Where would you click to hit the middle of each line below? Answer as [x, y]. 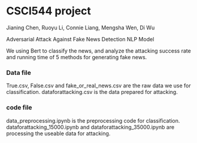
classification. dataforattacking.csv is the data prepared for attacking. [92, 92]
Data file [19, 72]
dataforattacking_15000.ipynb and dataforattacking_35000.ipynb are [90, 127]
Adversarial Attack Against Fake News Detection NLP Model [80, 39]
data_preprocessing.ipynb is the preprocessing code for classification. [93, 120]
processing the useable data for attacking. [58, 133]
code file [19, 108]
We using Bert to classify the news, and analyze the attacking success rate [99, 51]
